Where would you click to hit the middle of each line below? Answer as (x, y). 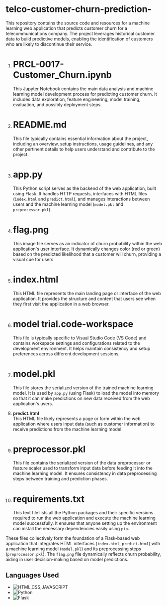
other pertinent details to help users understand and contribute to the (84, 149)
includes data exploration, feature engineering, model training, (77, 99)
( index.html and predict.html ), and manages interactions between (81, 199)
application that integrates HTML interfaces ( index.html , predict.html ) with (83, 544)
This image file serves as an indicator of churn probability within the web (87, 243)
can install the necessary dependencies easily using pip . (71, 529)
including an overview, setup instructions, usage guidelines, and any (83, 144)
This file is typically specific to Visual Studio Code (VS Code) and (80, 338)
